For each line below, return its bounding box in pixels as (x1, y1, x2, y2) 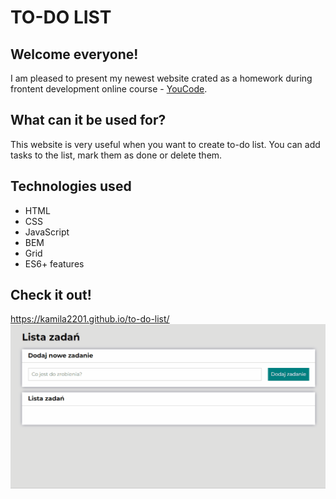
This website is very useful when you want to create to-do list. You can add (10, 138, 321, 150)
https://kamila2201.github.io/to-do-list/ (10, 313, 170, 325)
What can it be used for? (10, 112, 167, 129)
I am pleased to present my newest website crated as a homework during (10, 72, 313, 84)
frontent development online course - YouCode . (10, 83, 208, 95)
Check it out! (10, 287, 92, 304)
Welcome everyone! (10, 46, 139, 63)
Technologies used (10, 178, 132, 195)
